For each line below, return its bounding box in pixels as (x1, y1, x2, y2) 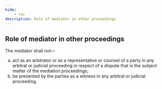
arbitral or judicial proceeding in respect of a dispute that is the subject (12, 63, 157, 69)
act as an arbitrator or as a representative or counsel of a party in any (12, 57, 155, 63)
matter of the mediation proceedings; (12, 68, 89, 74)
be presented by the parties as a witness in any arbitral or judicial (12, 73, 146, 79)
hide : (5, 7, 16, 12)
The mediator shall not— (5, 48, 55, 54)
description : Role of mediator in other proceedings (5, 16, 116, 21)
